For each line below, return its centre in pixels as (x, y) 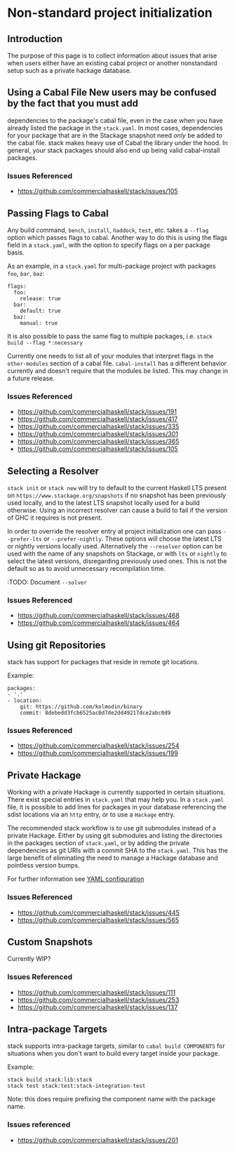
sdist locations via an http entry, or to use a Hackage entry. (91, 814)
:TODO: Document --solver (47, 582)
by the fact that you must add (73, 103)
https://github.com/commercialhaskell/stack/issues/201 (98, 1140)
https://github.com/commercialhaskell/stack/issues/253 (98, 999)
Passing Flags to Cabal (58, 213)
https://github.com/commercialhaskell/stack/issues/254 (98, 746)
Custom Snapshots (50, 942)
